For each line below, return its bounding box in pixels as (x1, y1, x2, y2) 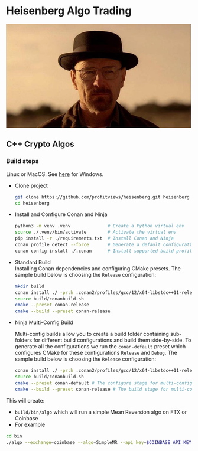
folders (14, 336, 33, 344)
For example (14, 421, 46, 428)
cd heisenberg (14, 200, 50, 206)
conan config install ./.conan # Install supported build (14, 248, 174, 254)
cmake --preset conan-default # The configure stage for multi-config (14, 380, 193, 386)
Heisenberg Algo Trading (6, 4, 132, 18)
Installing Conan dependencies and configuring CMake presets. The (14, 264, 181, 272)
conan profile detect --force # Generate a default (14, 242, 161, 248)
